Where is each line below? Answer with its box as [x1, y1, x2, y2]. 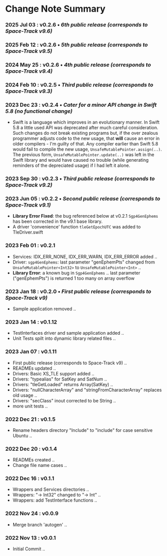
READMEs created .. [12, 457, 55, 463]
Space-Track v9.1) [5, 201, 51, 209]
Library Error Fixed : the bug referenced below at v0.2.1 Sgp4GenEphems [12, 213, 158, 219]
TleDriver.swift [12, 229, 43, 236]
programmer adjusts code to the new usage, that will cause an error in [12, 135, 160, 141]
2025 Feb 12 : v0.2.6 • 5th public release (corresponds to [5, 41, 148, 48]
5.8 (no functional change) [5, 107, 73, 114]
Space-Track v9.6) [5, 27, 53, 35]
